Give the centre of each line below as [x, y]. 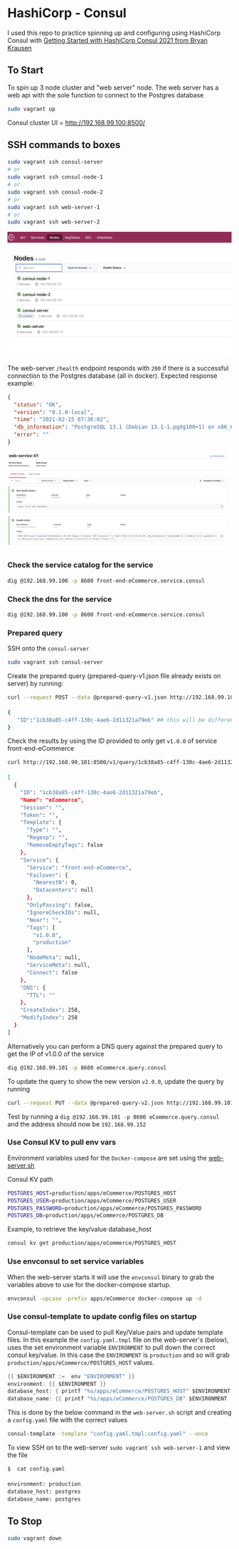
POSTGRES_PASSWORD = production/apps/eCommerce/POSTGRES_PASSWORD [105, 1208]
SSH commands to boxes [64, 145]
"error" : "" [32, 435]
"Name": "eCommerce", [52, 800]
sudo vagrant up [31, 109]
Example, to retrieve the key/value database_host [79, 1230]
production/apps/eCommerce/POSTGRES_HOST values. [81, 1362]
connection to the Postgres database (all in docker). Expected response [113, 376]
